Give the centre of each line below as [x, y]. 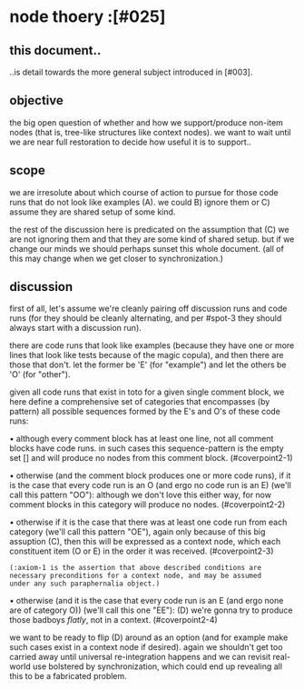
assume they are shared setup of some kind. [93, 212]
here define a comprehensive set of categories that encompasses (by [140, 402]
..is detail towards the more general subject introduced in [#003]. [131, 72]
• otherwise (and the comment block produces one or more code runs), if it [150, 475]
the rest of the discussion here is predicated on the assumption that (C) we [149, 229]
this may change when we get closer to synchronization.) [117, 258]
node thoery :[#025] [88, 17]
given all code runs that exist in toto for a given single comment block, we [147, 392]
